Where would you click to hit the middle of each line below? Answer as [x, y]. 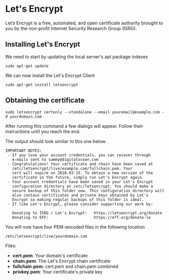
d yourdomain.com [24, 117]
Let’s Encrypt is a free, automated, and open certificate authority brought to [84, 23]
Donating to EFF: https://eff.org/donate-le [81, 217]
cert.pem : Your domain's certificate [50, 256]
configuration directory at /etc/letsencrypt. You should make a [82, 186]
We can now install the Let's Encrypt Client [50, 75]
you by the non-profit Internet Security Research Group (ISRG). [71, 28]
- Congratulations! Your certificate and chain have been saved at [80, 164]
